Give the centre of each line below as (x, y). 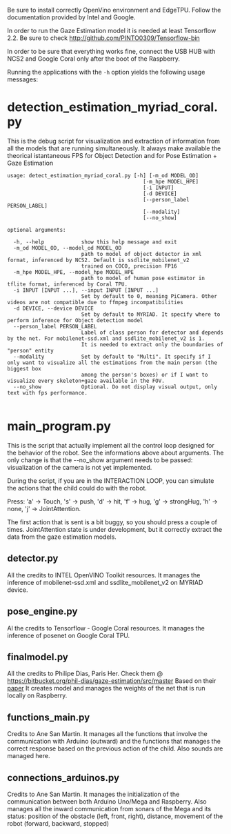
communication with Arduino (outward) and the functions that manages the (114, 742)
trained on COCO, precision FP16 (129, 266)
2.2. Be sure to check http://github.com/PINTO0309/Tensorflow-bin (103, 38)
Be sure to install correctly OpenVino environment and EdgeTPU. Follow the (114, 10)
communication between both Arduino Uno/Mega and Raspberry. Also (107, 801)
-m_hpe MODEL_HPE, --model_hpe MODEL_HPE (74, 272)
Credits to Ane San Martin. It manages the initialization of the (93, 794)
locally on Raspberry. (37, 695)
